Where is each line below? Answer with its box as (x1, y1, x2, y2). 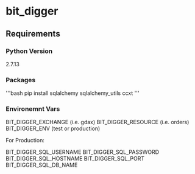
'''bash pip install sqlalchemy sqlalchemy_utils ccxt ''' (5, 89, 140, 97)
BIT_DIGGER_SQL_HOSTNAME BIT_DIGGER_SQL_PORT (5, 155, 145, 162)
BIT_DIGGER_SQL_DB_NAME (5, 161, 78, 169)
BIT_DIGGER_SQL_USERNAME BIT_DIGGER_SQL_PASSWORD (5, 148, 160, 156)
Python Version (5, 47, 53, 55)
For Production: (5, 137, 45, 144)
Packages (5, 75, 36, 84)
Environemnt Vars (5, 105, 60, 113)
